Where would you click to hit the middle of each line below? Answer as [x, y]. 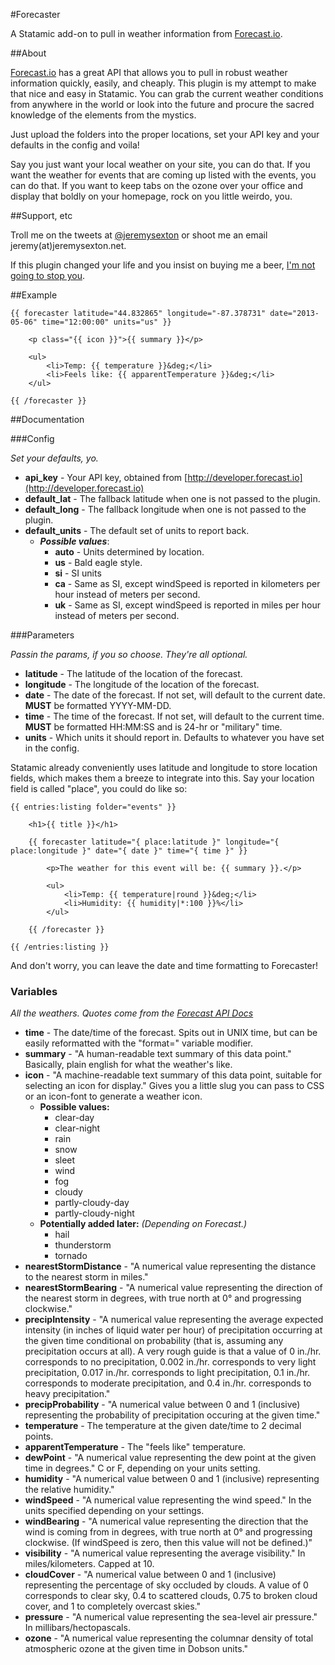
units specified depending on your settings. [114, 1511]
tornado [71, 1256]
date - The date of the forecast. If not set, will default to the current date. [175, 695]
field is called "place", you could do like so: [99, 788]
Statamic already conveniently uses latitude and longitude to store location [164, 767]
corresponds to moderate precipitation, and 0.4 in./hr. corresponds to [168, 1383]
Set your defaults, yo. [54, 458]
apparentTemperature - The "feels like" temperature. [135, 1447]
